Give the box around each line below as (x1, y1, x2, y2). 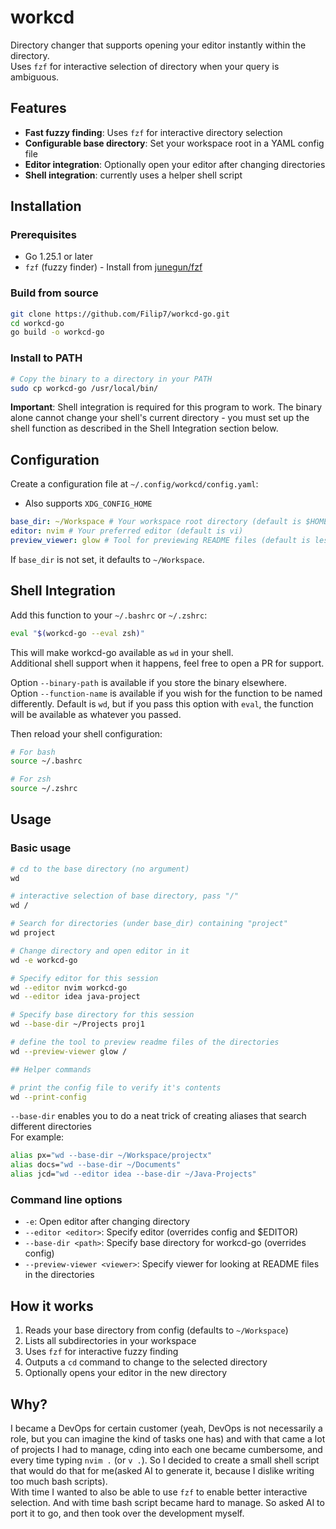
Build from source (10, 286, 99, 300)
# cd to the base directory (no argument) (10, 864, 190, 874)
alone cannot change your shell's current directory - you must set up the (10, 412, 310, 424)
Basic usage (10, 841, 72, 855)
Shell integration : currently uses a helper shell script (24, 169, 243, 181)
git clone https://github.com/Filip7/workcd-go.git (10, 309, 230, 319)
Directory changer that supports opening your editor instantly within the (10, 39, 307, 51)
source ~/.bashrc (10, 756, 83, 766)
